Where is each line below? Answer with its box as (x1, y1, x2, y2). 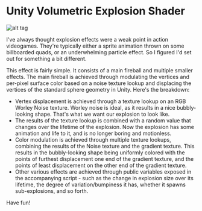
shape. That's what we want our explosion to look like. (34, 110, 170, 118)
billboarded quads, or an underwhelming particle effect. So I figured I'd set (6, 48, 192, 55)
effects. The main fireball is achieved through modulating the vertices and (6, 73, 190, 80)
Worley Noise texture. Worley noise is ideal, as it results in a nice (14, 104, 176, 111)
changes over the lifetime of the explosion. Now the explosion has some (14, 123, 195, 130)
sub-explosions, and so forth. (14, 187, 89, 194)
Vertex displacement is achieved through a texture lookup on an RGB (14, 98, 186, 105)
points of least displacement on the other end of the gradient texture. (14, 162, 187, 169)
